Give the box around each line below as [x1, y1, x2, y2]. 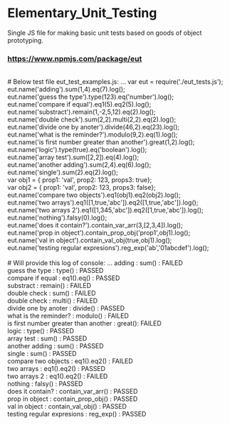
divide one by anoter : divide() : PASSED [7, 304, 125, 313]
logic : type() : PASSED [7, 327, 75, 335]
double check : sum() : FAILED [7, 289, 96, 298]
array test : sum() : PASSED [7, 334, 88, 343]
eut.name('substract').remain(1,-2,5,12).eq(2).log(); [7, 108, 156, 117]
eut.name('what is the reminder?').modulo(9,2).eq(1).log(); [7, 130, 178, 139]
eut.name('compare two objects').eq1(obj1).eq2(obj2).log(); [7, 190, 181, 200]
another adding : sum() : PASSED [7, 342, 105, 350]
